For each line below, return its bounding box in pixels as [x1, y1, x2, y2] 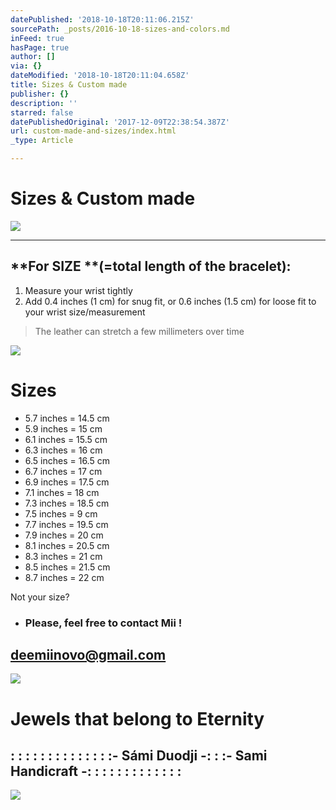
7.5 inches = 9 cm [24, 507, 98, 520]
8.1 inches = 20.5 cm [24, 539, 110, 551]
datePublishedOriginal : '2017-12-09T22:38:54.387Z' [10, 117, 230, 127]
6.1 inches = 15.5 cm [24, 433, 108, 445]
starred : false [10, 107, 74, 118]
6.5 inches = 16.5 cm [24, 454, 110, 466]
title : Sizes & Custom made [10, 80, 128, 90]
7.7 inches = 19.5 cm [24, 518, 109, 530]
